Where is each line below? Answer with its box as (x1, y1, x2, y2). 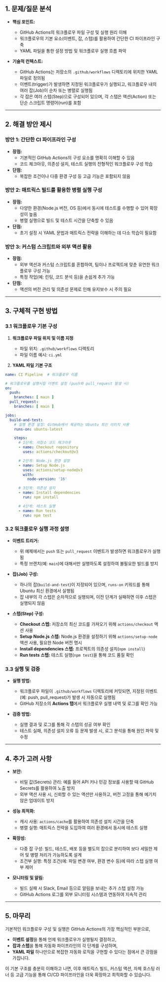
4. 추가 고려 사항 (5, 754, 52, 763)
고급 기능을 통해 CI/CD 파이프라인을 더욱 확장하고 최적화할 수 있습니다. (15, 972, 152, 978)
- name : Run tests (18, 508, 56, 513)
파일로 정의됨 (19, 75, 45, 81)
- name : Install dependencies (18, 490, 81, 495)
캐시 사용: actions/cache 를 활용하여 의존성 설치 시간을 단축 (19, 818, 134, 824)
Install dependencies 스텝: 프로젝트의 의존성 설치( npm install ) (19, 645, 145, 651)
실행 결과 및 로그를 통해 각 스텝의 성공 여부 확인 (19, 722, 111, 727)
